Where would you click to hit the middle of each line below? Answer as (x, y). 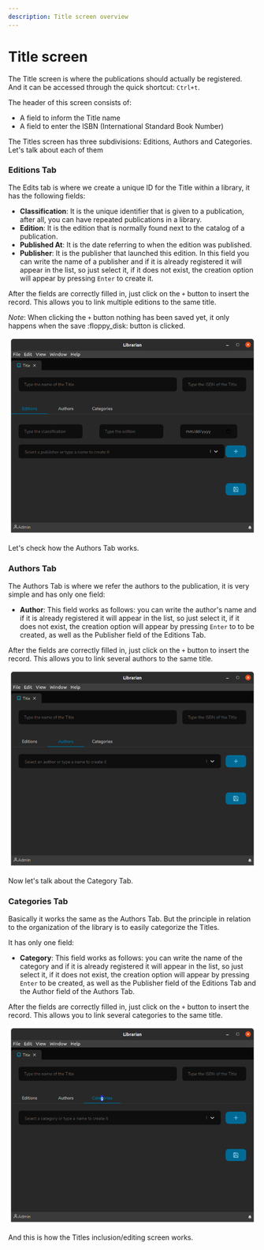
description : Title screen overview (68, 17)
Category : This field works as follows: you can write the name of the (131, 958)
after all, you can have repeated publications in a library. (111, 219)
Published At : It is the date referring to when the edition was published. (136, 244)
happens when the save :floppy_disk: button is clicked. (97, 326)
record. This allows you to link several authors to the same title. (111, 658)
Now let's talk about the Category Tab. (71, 881)
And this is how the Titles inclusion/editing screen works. (101, 1237)
